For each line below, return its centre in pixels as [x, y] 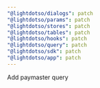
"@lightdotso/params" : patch [49, 20]
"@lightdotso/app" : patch [44, 58]
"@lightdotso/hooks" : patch [47, 39]
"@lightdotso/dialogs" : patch [50, 13]
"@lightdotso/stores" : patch [49, 26]
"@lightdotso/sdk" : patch [44, 52]
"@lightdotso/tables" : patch [49, 32]
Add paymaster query [38, 77]
